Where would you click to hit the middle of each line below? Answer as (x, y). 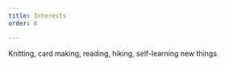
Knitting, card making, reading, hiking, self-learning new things (113, 53)
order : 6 (23, 23)
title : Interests (37, 16)
